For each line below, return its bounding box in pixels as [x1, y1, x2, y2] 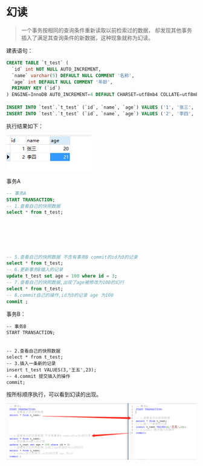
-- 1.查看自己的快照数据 [6, 203, 60, 209]
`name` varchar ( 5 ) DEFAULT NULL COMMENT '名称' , [11, 72, 135, 78]
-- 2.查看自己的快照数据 [6, 348, 60, 354]
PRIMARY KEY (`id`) [11, 85, 61, 91]
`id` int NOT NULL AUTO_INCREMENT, [11, 66, 101, 72]
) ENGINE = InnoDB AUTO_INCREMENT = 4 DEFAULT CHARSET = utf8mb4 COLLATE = [6, 92, 182, 98]
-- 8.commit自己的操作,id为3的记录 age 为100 [6, 292, 114, 298]
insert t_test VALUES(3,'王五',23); [6, 366, 97, 373]
